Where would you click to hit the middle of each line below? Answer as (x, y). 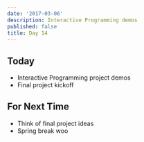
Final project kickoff (45, 85)
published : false (32, 26)
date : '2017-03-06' (35, 14)
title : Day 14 (28, 33)
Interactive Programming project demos (74, 78)
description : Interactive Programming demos (72, 20)
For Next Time (38, 107)
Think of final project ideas (55, 123)
